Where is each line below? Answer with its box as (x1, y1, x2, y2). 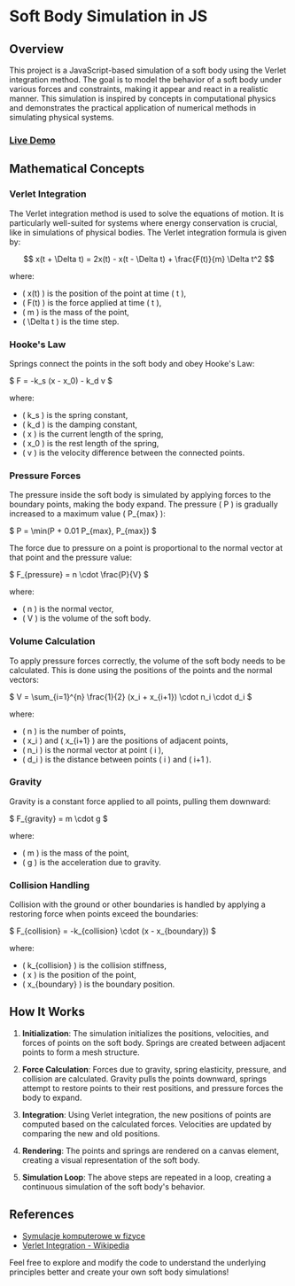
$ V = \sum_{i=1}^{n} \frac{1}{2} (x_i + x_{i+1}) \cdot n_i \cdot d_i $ (9, 691, 252, 701)
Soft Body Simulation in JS (9, 6, 208, 27)
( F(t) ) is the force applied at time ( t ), (21, 297, 162, 307)
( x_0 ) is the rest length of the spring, (21, 438, 159, 448)
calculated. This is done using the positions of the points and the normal (9, 664, 273, 675)
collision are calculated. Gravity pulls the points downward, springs (21, 1073, 268, 1084)
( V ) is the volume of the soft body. (21, 613, 151, 624)
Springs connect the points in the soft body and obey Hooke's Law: (9, 358, 255, 368)
